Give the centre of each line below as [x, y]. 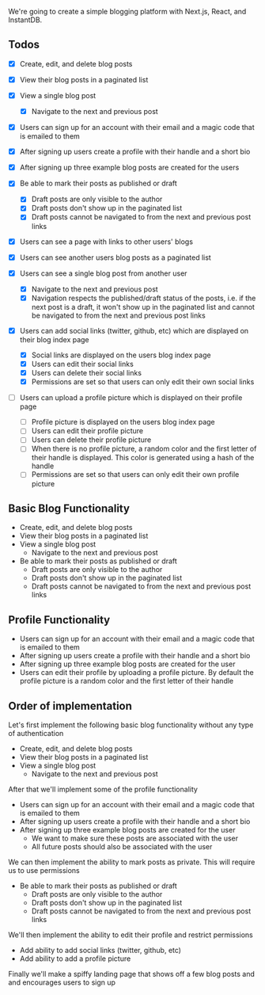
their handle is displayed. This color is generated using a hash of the [143, 458]
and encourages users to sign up [62, 982]
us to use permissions [44, 870]
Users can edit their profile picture [87, 431]
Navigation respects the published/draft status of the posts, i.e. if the [144, 298]
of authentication [36, 733]
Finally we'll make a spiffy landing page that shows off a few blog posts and [131, 974]
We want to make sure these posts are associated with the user [135, 838]
